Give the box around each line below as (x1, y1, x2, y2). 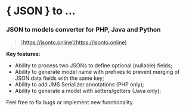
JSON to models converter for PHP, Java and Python (6, 26, 161, 34)
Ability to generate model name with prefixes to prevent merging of (14, 69, 180, 76)
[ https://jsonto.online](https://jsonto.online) (20, 39, 127, 46)
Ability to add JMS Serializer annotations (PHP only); (14, 81, 144, 88)
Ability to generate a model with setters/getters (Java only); (14, 88, 162, 95)
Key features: (6, 51, 41, 58)
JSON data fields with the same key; (14, 74, 104, 82)
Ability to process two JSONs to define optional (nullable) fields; (14, 62, 173, 69)
